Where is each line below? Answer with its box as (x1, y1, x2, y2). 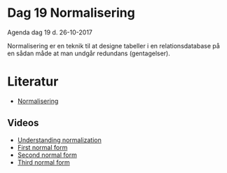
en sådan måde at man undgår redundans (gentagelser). (7, 49, 170, 57)
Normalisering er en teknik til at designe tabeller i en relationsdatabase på (7, 41, 221, 50)
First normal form (17, 143, 68, 151)
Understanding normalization (17, 135, 102, 144)
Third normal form (17, 158, 70, 166)
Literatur (7, 74, 59, 90)
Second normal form (17, 151, 77, 159)
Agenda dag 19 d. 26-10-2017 (7, 28, 93, 36)
